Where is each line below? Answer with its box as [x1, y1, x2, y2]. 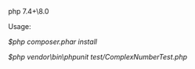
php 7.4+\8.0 [8, 7, 49, 16]
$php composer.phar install [8, 37, 98, 46]
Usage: [8, 22, 31, 31]
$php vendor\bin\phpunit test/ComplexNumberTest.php [8, 53, 188, 61]
